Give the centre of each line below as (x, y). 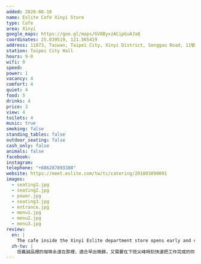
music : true (21, 124)
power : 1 (17, 73)
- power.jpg (27, 196)
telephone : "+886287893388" (41, 168)
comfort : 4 (20, 85)
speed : (14, 67)
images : (16, 179)
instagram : (20, 163)
